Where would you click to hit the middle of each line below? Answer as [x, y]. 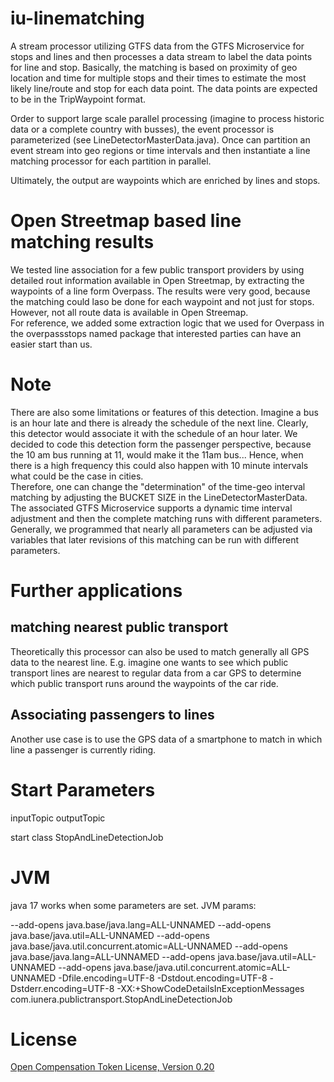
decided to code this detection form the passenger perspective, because [161, 444]
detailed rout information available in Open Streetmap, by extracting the [157, 280]
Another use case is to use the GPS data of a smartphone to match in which [166, 739]
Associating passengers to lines [112, 715]
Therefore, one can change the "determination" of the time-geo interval [158, 486]
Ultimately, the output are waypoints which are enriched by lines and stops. [165, 180]
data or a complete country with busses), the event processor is [142, 129]
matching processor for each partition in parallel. [111, 161]
